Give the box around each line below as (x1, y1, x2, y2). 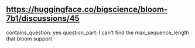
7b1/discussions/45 (6, 14, 80, 24)
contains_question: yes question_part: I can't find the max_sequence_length (6, 29, 189, 36)
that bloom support (6, 35, 53, 42)
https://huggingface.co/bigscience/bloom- (6, 5, 168, 14)
